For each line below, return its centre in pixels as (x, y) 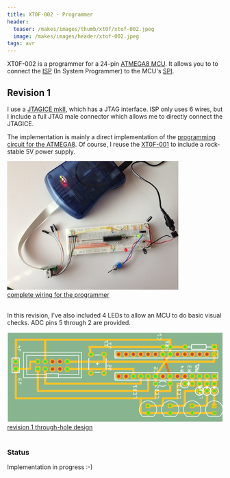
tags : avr (21, 44)
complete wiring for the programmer (58, 294)
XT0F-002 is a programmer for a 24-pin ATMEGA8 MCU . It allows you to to (113, 64)
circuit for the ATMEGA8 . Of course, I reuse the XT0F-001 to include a (105, 144)
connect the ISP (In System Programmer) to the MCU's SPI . (91, 71)
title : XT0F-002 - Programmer (50, 14)
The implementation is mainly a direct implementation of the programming (111, 136)
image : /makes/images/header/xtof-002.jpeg (76, 36)
